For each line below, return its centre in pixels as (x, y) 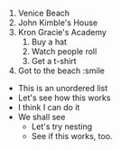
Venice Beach (44, 13)
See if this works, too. (72, 136)
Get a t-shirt (54, 61)
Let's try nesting (62, 127)
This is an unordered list (63, 88)
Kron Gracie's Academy (62, 32)
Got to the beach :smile (61, 70)
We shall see (42, 117)
